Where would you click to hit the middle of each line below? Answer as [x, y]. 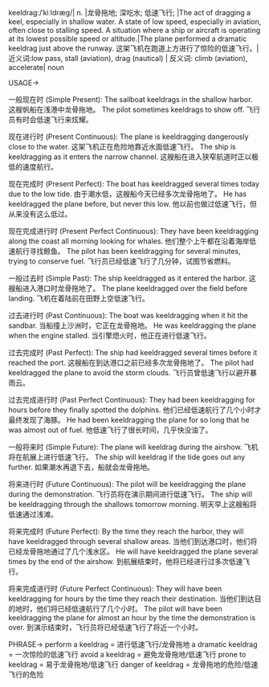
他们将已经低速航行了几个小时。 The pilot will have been [129, 609]
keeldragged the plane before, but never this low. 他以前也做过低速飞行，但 [132, 204]
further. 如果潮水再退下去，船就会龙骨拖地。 [82, 467]
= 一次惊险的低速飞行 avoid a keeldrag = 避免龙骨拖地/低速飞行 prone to [127, 654]
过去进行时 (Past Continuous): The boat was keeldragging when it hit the [128, 315]
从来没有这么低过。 [40, 214]
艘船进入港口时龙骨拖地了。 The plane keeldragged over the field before [128, 288]
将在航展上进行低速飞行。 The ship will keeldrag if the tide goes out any [127, 457]
